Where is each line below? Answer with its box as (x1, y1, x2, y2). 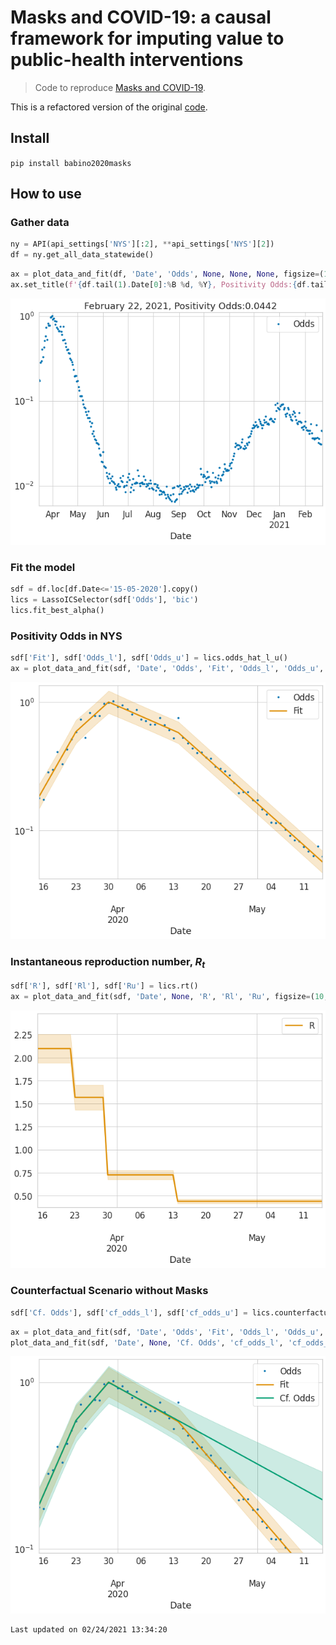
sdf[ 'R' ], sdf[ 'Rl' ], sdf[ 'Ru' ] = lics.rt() (10, 981, 199, 991)
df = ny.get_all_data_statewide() (10, 250, 155, 260)
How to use (10, 186, 82, 203)
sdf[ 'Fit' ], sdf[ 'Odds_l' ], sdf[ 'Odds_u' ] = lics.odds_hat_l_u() (10, 653, 288, 663)
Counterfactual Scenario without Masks (10, 1284, 209, 1298)
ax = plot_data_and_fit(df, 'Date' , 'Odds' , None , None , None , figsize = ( (10, 269, 325, 280)
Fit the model (10, 561, 76, 575)
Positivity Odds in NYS (10, 629, 123, 643)
